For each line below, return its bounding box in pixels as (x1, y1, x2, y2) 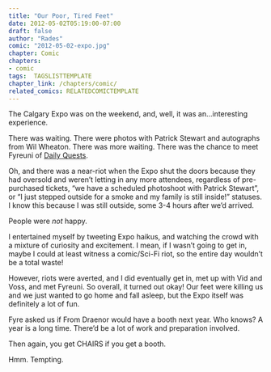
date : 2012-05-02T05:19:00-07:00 (8, 19, 121, 27)
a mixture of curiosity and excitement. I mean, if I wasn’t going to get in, (8, 240, 248, 251)
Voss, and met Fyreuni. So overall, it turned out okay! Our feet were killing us (8, 282, 264, 292)
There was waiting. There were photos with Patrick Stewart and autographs (8, 133, 260, 143)
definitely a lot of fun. (8, 299, 80, 309)
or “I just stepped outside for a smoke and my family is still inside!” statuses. (8, 192, 263, 202)
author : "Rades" (8, 34, 63, 43)
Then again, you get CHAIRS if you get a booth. (8, 339, 167, 349)
